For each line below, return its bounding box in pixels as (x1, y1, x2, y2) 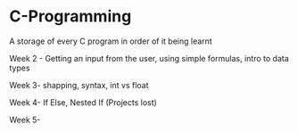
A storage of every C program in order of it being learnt (9, 36, 212, 46)
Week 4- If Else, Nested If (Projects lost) (9, 96, 158, 108)
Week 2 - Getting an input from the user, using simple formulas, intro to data (9, 53, 290, 63)
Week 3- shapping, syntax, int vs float (9, 79, 149, 90)
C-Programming (9, 6, 132, 27)
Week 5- (9, 114, 41, 125)
